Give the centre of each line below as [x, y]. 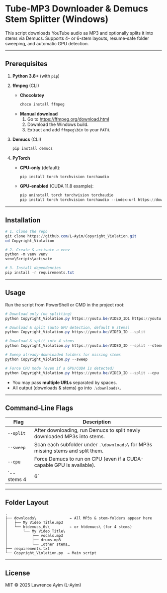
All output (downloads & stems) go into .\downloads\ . [67, 388]
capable [43, 465]
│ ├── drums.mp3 [33, 540]
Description [97, 422]
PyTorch [21, 158]
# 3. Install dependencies [33, 268]
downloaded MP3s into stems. [70, 437]
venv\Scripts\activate [29, 259]
